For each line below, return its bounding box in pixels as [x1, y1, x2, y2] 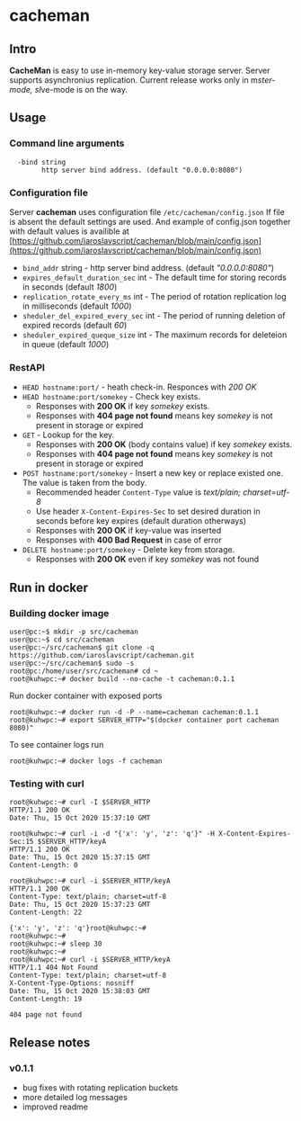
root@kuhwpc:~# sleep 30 [9, 939, 102, 949]
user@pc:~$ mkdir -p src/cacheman [9, 627, 139, 636]
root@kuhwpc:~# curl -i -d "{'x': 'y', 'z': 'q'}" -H [9, 830, 216, 839]
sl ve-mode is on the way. [34, 85, 128, 94]
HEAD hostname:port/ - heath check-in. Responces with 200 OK [22, 381, 257, 392]
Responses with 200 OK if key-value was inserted [35, 525, 222, 536]
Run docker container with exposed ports [9, 690, 163, 701]
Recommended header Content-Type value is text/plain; [35, 487, 241, 498]
